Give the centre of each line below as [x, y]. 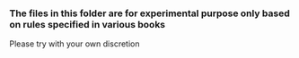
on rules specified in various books [88, 24]
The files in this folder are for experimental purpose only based [149, 13]
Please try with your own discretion [75, 44]
